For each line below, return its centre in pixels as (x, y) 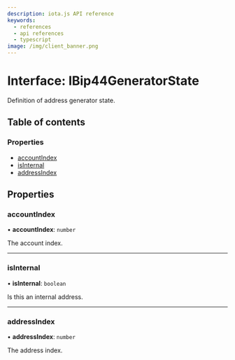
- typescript (33, 40)
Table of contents (46, 122)
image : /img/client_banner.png (53, 46)
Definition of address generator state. (61, 100)
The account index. (35, 243)
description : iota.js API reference (60, 14)
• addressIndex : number (41, 336)
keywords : (22, 20)
